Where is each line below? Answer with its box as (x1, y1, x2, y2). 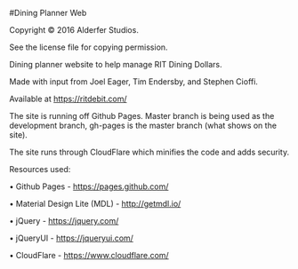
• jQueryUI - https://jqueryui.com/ (9, 233, 133, 243)
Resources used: (9, 164, 71, 174)
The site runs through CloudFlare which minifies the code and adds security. (9, 146, 290, 157)
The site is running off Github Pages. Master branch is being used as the (9, 111, 275, 121)
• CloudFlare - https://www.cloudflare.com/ (9, 250, 169, 260)
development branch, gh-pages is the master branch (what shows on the (9, 120, 278, 131)
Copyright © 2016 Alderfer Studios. (9, 25, 140, 35)
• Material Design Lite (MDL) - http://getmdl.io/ (9, 199, 181, 209)
